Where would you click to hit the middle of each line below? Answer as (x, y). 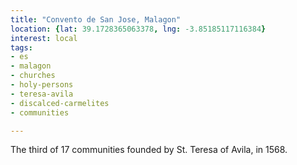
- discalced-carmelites (60, 103)
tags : (21, 47)
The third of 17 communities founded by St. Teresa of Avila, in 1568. (149, 150)
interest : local (44, 38)
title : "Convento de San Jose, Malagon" (96, 19)
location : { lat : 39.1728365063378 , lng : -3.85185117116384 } (138, 29)
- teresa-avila (42, 94)
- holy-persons (42, 85)
